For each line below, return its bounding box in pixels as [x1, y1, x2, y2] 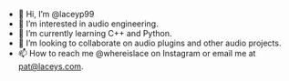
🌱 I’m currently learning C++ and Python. [17, 28, 172, 38]
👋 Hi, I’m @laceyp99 [17, 9, 95, 19]
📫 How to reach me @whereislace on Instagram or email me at [17, 48, 256, 58]
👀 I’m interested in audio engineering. [17, 18, 159, 29]
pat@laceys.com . [17, 61, 84, 72]
